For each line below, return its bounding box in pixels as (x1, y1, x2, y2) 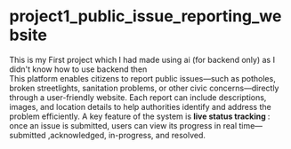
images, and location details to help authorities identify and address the (9, 101, 271, 112)
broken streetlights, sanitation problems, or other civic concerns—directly (9, 82, 279, 93)
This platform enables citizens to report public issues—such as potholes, (9, 73, 276, 83)
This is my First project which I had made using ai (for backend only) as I (9, 54, 276, 65)
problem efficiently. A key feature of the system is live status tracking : (9, 111, 271, 122)
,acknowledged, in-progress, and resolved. (47, 129, 206, 140)
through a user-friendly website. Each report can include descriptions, (9, 91, 267, 103)
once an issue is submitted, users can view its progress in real (9, 120, 238, 130)
